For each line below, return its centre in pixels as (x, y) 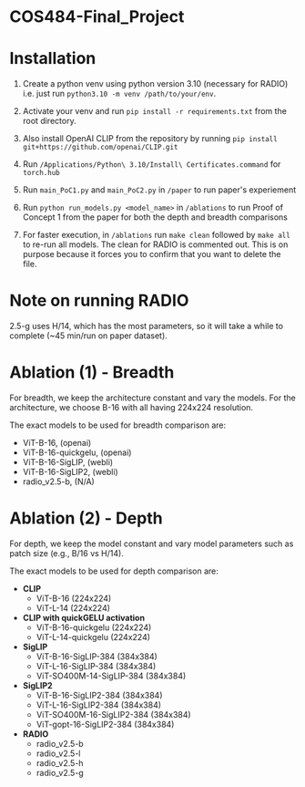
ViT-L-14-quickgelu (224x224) (93, 637)
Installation (53, 59)
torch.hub (41, 173)
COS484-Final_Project (97, 17)
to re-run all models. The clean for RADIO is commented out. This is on (155, 244)
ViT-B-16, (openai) (57, 443)
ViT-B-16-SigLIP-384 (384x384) (97, 656)
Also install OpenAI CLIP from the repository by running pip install (150, 139)
